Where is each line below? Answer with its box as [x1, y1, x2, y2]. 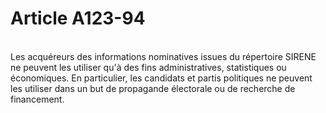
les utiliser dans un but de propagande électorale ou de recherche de [10, 82, 296, 94]
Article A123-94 [10, 7, 146, 30]
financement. [10, 93, 65, 105]
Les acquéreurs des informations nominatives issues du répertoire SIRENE [10, 50, 317, 62]
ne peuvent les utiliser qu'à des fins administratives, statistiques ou [10, 61, 287, 73]
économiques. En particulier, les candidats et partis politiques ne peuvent [10, 72, 313, 84]
